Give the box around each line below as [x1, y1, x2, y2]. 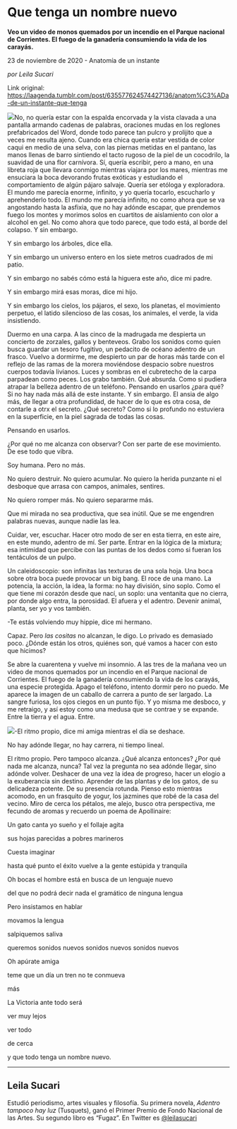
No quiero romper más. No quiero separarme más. [7, 495, 154, 504]
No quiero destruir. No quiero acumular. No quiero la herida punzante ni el [7, 474, 222, 483]
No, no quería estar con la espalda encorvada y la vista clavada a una [14, 113, 217, 121]
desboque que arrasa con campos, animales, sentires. [7, 482, 165, 490]
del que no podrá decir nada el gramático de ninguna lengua [7, 889, 183, 897]
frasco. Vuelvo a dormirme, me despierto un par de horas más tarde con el [7, 352, 225, 360]
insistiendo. [7, 316, 41, 324]
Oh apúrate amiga [7, 957, 60, 965]
